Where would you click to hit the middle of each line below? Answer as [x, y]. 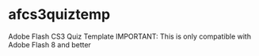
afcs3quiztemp [59, 15]
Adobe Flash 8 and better [50, 44]
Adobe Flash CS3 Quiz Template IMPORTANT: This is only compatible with [130, 36]
